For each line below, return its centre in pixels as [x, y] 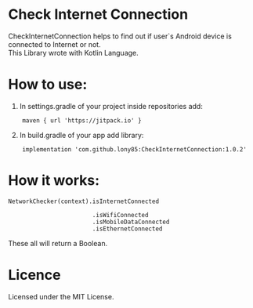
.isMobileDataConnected [131, 222]
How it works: [54, 181]
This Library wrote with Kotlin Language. [73, 53]
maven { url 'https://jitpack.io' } [82, 120]
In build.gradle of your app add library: [81, 135]
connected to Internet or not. [54, 44]
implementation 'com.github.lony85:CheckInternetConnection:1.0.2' [134, 149]
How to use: [48, 85]
